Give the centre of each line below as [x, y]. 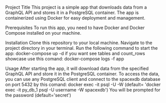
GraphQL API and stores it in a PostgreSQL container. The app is [72, 13]
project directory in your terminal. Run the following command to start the [81, 48]
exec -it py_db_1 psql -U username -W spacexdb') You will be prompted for [83, 90]
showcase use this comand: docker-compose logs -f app [65, 59]
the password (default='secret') [38, 95]
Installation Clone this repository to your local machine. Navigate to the [79, 43]
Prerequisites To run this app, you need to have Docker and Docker [75, 28]
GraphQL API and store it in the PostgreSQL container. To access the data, [82, 74]
